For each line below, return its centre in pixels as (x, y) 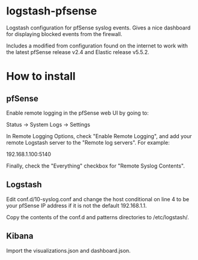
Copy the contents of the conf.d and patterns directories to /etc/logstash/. (97, 217)
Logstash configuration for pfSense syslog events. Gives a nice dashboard (98, 28)
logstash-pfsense (52, 11)
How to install (41, 77)
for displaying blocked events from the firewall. (64, 34)
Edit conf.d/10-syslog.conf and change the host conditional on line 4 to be (98, 199)
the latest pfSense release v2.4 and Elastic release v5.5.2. (78, 52)
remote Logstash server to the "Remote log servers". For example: (88, 142)
